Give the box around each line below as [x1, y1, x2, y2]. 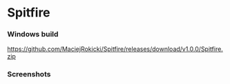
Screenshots [7, 70, 51, 79]
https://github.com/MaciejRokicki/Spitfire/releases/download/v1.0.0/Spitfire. [7, 45, 223, 53]
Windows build [7, 30, 59, 39]
